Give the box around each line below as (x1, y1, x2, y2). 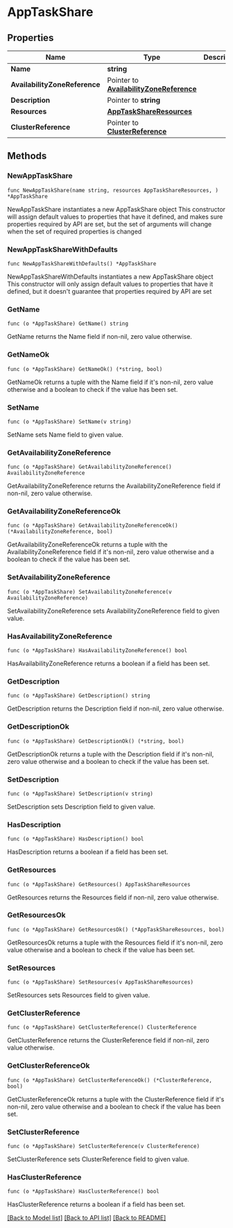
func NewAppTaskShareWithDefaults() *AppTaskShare (7, 260, 157, 267)
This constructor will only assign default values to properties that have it (7, 279, 214, 288)
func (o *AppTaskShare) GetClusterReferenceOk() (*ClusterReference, (7, 1077, 213, 1084)
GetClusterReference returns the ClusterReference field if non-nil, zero (7, 1036, 209, 1045)
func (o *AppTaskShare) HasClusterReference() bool (7, 1188, 159, 1195)
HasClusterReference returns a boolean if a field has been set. (7, 1200, 186, 1209)
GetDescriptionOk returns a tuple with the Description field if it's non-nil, (7, 749, 214, 758)
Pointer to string (107, 95, 161, 105)
